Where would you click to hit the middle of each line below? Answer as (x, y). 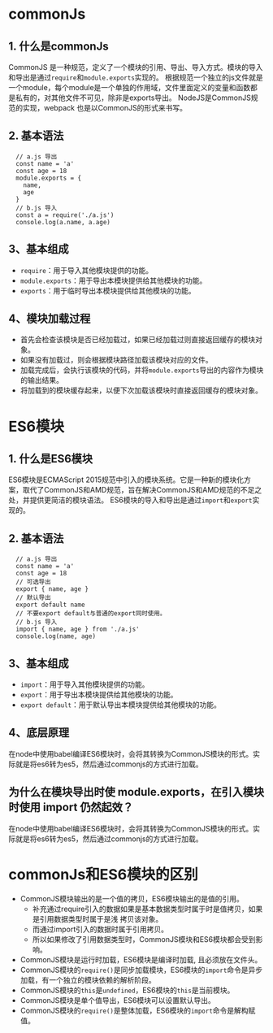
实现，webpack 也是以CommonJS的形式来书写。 (104, 108)
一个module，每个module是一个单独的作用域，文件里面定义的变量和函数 (130, 87)
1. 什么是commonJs (58, 46)
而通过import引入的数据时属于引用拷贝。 (100, 929)
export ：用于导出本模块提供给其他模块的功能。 (99, 695)
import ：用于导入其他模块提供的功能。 (84, 684)
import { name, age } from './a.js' (78, 629)
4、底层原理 (39, 733)
